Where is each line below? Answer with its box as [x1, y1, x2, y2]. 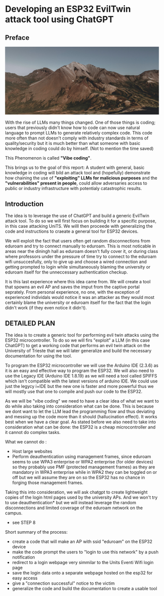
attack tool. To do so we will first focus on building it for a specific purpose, [5, 218, 157, 224]
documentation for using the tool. [5, 353, 72, 359]
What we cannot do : [5, 439, 47, 445]
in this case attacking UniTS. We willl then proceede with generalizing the [5, 223, 153, 229]
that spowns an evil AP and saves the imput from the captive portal [5, 284, 140, 290]
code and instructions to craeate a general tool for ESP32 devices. [5, 228, 139, 234]
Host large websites [12, 448, 53, 455]
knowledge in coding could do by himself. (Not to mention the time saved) [5, 146, 154, 152]
